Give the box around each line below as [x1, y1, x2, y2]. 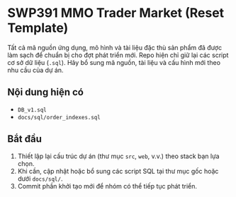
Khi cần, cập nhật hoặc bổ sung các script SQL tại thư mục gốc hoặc [17, 167, 219, 175]
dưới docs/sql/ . [17, 174, 63, 183]
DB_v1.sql [17, 106, 47, 114]
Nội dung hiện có [7, 86, 84, 98]
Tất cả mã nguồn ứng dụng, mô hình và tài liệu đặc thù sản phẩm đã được [7, 43, 222, 52]
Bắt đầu [7, 133, 43, 145]
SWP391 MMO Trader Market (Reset [7, 5, 225, 21]
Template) [7, 20, 69, 36]
